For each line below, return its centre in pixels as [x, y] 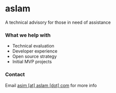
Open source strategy [34, 56]
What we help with [28, 35]
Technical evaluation [33, 46]
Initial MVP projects [32, 62]
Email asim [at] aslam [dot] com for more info [51, 85]
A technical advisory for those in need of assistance [58, 22]
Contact [15, 75]
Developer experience [35, 51]
